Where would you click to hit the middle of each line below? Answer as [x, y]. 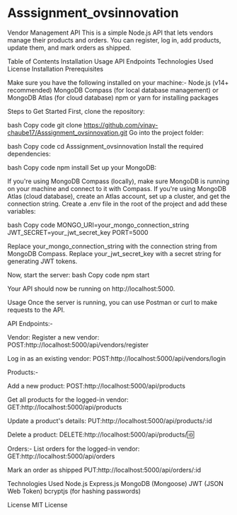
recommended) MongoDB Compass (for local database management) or [113, 90]
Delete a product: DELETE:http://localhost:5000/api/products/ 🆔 [101, 434]
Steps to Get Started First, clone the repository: [76, 111]
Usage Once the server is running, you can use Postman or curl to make [112, 302]
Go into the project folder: [166, 132]
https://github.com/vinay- [121, 125]
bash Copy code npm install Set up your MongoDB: [82, 167]
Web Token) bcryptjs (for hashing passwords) [74, 491]
